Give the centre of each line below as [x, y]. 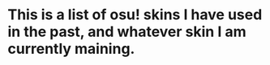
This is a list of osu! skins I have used [135, 15]
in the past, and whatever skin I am [127, 32]
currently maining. [71, 49]
